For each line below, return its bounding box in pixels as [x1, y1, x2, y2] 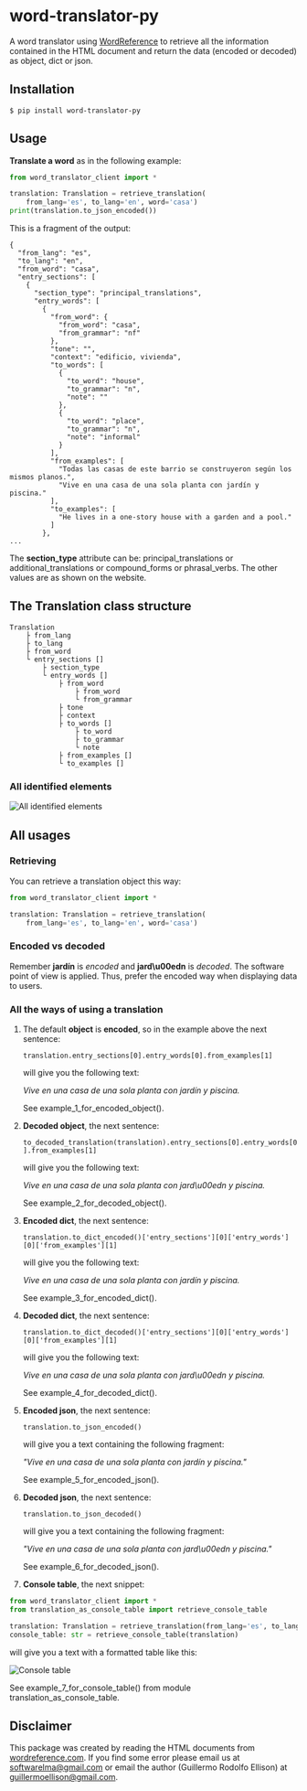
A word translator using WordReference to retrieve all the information [9, 36, 270, 47]
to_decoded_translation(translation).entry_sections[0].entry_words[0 [22, 1138, 298, 1148]
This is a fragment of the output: [9, 223, 131, 234]
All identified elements [9, 779, 112, 792]
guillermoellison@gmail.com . [9, 1772, 119, 1783]
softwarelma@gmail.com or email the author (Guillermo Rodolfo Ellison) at [9, 1762, 288, 1773]
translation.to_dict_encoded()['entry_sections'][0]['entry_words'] [22, 1233, 290, 1242]
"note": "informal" [67, 433, 142, 442]
